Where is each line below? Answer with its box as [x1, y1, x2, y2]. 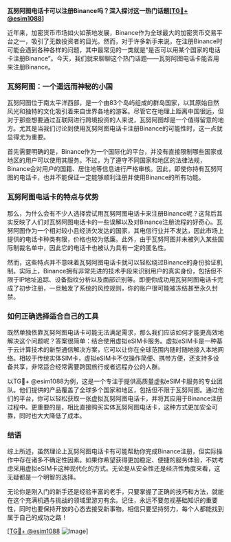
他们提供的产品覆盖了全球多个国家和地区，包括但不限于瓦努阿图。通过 [19, 385, 218, 394]
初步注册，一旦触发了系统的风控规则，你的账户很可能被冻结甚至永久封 [19, 284, 218, 292]
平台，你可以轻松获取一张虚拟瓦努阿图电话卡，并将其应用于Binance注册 [19, 394, 223, 403]
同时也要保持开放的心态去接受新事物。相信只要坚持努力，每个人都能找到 [19, 505, 224, 513]
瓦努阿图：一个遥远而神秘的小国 [7, 82, 113, 91]
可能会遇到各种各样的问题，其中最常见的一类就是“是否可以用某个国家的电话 [7, 46, 221, 54]
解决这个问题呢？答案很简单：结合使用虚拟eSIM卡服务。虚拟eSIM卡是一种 [7, 337, 217, 345]
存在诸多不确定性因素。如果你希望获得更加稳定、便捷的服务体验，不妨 [19, 456, 218, 464]
